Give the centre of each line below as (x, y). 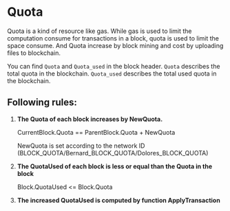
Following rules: (42, 103)
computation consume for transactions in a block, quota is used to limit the (113, 38)
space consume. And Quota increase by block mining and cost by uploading (115, 45)
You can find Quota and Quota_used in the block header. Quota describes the (114, 66)
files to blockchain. (34, 53)
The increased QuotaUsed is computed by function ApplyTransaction (118, 200)
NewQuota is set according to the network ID (81, 146)
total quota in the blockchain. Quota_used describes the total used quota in (112, 74)
